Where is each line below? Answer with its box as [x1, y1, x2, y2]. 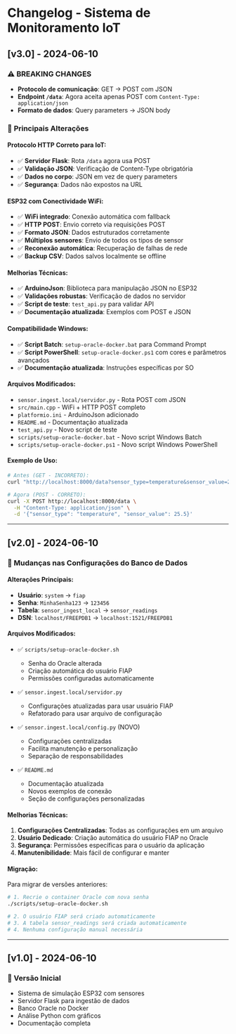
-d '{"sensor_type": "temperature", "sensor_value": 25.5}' [13, 511, 193, 518]
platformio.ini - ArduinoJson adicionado [17, 410, 139, 419]
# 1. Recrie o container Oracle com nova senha [7, 894, 150, 901]
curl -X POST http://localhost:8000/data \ [7, 498, 137, 505]
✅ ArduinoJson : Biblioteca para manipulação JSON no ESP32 [17, 284, 198, 292]
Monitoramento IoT [7, 20, 121, 36]
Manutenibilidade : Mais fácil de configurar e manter [17, 848, 170, 857]
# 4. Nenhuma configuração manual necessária [7, 926, 143, 933]
